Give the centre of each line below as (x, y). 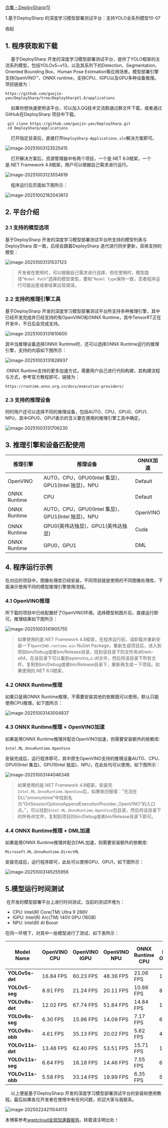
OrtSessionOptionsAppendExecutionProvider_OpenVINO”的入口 (89, 803)
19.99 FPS (116, 1077)
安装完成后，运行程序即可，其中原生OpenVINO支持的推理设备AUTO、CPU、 (84, 758)
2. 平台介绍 (22, 212)
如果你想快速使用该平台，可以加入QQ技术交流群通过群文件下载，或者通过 (86, 108)
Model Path (35, 279)
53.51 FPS (116, 1048)
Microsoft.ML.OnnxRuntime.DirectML (42, 852)
